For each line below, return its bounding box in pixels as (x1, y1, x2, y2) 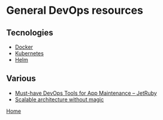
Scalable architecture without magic (14, 95, 104, 103)
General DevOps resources (6, 4, 144, 17)
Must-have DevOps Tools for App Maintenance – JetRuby (14, 89, 157, 97)
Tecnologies (6, 28, 53, 38)
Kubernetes (14, 50, 44, 57)
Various (6, 73, 36, 84)
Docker (14, 43, 34, 50)
